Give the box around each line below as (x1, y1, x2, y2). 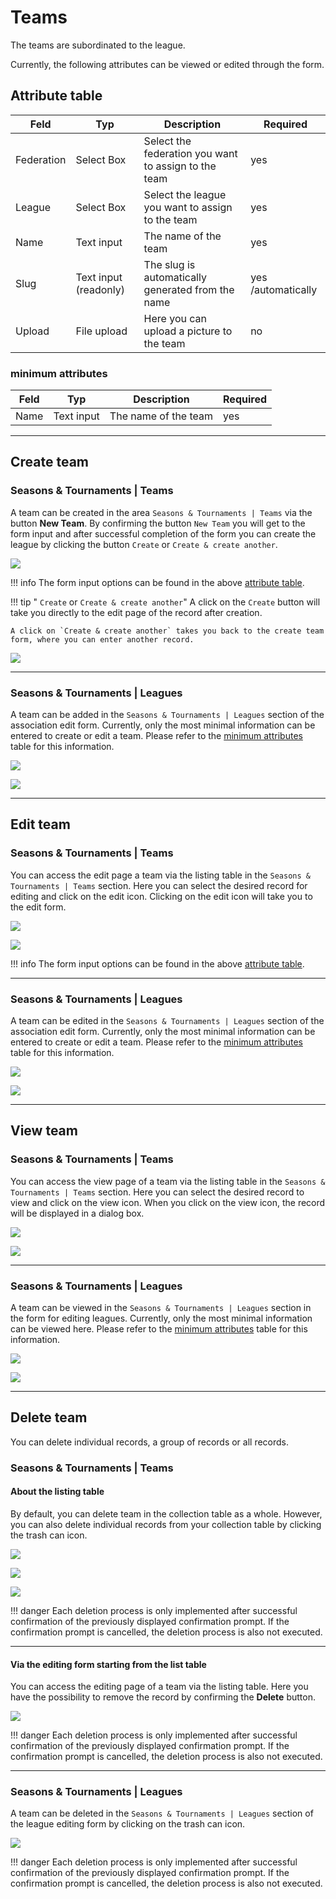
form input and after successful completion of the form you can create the (10, 527, 317, 540)
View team (10, 1122, 78, 1140)
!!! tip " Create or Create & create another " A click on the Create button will (10, 596, 321, 608)
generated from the (143, 282, 235, 296)
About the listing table (10, 1486, 105, 1498)
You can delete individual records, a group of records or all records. (10, 1436, 290, 1448)
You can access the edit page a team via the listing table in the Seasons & (10, 869, 311, 881)
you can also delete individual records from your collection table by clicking (10, 1518, 322, 1530)
